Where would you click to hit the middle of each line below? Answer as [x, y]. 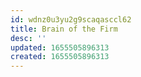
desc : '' [28, 38]
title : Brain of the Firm [64, 29]
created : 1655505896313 [60, 57]
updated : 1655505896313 [60, 47]
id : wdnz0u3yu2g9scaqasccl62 [71, 19]
